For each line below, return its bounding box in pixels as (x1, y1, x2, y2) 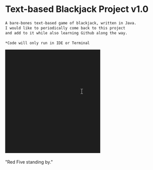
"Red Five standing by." (5, 159, 53, 165)
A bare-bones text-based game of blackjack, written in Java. (5, 20, 137, 25)
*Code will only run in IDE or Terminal (5, 40, 90, 45)
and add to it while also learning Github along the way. (5, 30, 128, 35)
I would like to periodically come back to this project (5, 25, 126, 30)
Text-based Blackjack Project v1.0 (5, 3, 149, 15)
